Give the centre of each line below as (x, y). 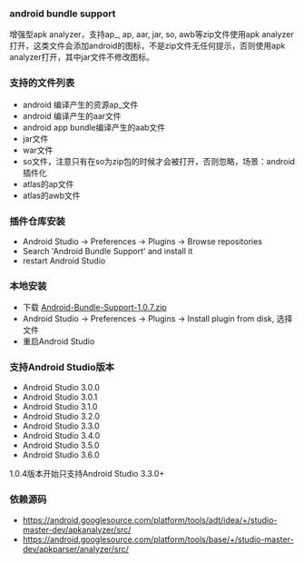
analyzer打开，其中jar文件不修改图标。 (82, 57)
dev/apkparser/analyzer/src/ (76, 548)
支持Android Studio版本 (62, 368)
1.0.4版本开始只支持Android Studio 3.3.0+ (87, 474)
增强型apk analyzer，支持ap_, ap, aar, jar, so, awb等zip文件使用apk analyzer (152, 35)
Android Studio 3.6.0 (61, 455)
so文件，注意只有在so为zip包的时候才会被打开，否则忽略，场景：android (159, 161)
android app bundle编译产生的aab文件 (94, 127)
